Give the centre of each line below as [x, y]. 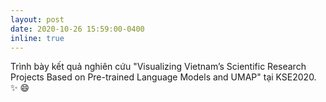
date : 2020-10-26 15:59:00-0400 [77, 29]
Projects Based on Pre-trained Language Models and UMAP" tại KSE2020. [163, 77]
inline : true [37, 38]
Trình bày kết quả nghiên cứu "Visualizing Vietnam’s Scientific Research [158, 67]
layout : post [37, 19]
